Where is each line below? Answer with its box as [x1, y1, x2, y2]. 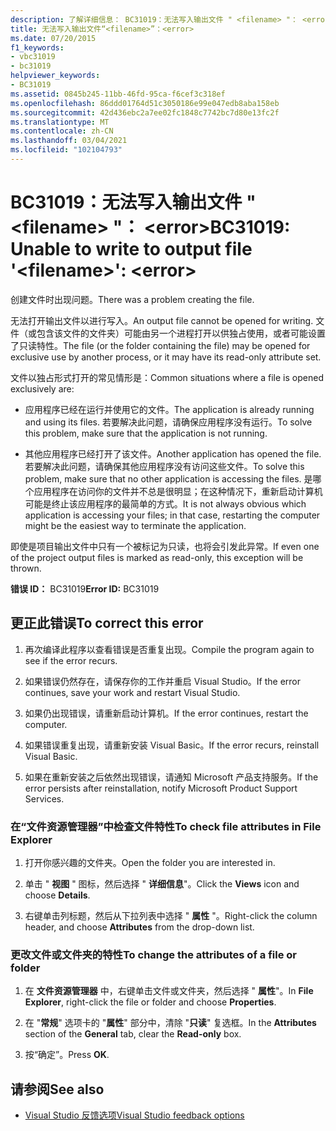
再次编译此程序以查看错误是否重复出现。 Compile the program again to [24, 643, 315, 655]
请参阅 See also [10, 1081, 105, 1098]
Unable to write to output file [10, 238, 253, 261]
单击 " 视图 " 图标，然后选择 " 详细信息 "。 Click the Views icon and [24, 877, 300, 890]
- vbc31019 [10, 52, 56, 62]
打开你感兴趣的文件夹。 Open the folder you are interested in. [24, 856, 276, 868]
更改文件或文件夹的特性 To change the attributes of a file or [10, 947, 297, 961]
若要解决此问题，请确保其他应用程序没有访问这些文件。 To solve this [24, 460, 305, 472]
